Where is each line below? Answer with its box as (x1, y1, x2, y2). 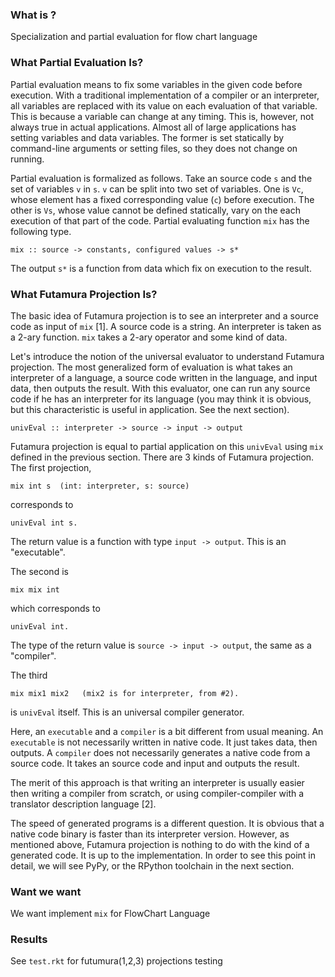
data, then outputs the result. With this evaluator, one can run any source (10, 382, 311, 394)
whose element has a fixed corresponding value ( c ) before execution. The (10, 193, 315, 205)
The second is (10, 565, 69, 577)
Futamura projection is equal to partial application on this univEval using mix (10, 440, 324, 452)
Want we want (10, 884, 82, 898)
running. (10, 153, 45, 165)
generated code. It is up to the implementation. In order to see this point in (10, 849, 316, 861)
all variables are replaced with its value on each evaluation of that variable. (10, 99, 318, 112)
